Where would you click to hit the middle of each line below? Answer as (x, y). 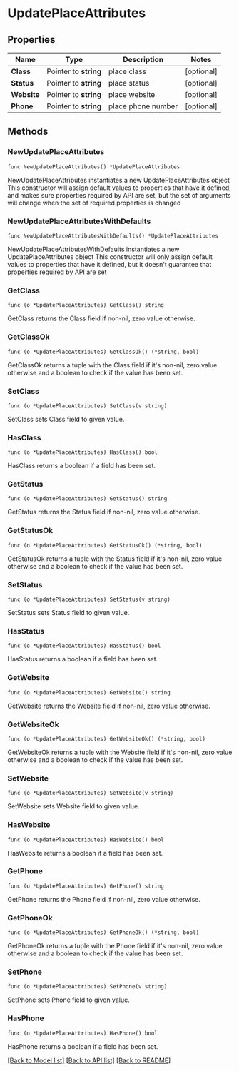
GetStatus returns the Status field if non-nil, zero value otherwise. (104, 512)
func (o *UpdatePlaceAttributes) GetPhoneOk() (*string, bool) (103, 933)
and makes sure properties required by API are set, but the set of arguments (119, 195)
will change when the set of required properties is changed (94, 203)
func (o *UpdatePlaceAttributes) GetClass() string (86, 305)
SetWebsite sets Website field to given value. (74, 806)
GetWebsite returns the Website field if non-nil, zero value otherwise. (109, 706)
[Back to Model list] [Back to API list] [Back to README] (89, 1060)
